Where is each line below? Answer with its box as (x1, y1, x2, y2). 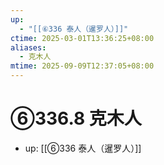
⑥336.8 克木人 (10, 107, 142, 130)
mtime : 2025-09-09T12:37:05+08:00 (10, 61, 155, 71)
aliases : (10, 42, 47, 53)
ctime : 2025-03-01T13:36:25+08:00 (10, 33, 155, 43)
